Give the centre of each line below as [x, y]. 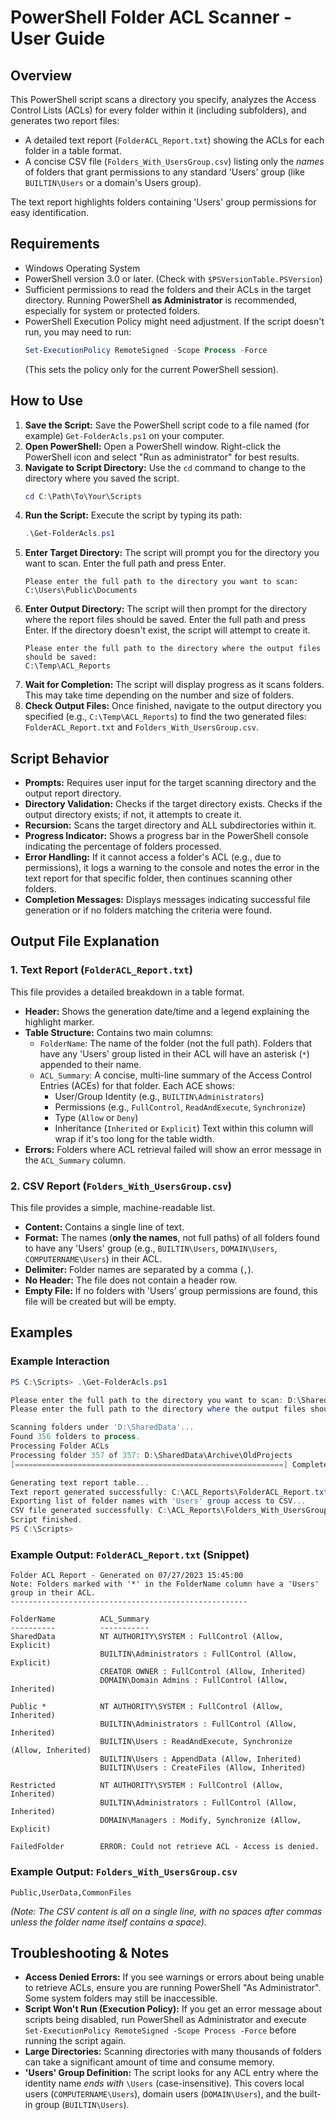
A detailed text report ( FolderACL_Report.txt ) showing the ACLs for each [174, 140]
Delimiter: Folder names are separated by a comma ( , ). [139, 1270]
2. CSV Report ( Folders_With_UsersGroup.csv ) [121, 1186]
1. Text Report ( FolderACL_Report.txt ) [101, 970]
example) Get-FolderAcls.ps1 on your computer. [124, 435]
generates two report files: [65, 120]
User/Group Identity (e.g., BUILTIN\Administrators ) [159, 1096]
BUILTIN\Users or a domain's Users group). [113, 182]
